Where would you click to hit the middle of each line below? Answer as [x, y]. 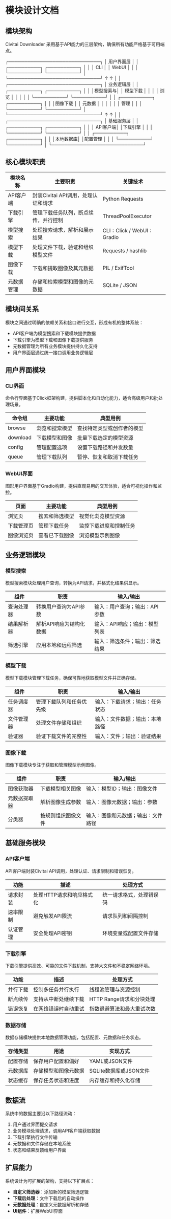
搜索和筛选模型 [56, 516]
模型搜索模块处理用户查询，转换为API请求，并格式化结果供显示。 [74, 583]
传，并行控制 [48, 220]
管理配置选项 [52, 447]
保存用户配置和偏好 [56, 1061]
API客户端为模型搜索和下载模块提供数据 [54, 333]
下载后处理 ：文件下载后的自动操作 [48, 1198]
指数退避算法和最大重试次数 [123, 1009]
